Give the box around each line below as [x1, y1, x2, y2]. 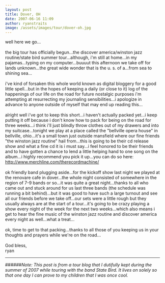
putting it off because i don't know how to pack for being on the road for [5, 117, 151, 123]
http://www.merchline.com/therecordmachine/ [5, 159, 99, 165]
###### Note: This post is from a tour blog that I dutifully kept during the [5, 262, 152, 268]
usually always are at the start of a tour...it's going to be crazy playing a [5, 201, 150, 207]
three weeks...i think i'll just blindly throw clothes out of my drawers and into [5, 122, 159, 128]
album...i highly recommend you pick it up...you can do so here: [5, 154, 134, 160]
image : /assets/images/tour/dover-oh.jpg [5, 26, 91, 30]
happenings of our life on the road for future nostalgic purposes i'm [5, 91, 141, 97]
